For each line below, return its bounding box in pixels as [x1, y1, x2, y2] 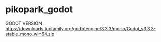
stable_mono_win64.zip [5, 31, 55, 37]
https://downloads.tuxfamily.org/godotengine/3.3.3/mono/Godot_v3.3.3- [5, 25, 156, 31]
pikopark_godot [5, 4, 73, 15]
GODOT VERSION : [5, 20, 45, 26]
